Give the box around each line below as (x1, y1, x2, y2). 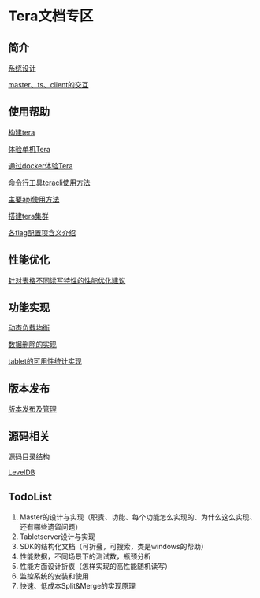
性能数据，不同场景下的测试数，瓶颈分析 (19, 552, 151, 561)
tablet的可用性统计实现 (8, 356, 83, 366)
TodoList (8, 490, 53, 504)
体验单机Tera (8, 144, 51, 153)
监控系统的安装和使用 (19, 571, 89, 581)
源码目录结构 (8, 452, 50, 461)
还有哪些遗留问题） (19, 522, 83, 531)
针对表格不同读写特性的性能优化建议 (8, 275, 126, 285)
